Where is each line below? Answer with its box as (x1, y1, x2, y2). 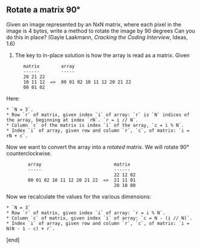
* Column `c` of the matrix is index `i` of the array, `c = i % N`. (6, 122, 185, 128)
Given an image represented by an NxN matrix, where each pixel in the (6, 20, 182, 28)
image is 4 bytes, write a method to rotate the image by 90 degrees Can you (6, 27, 196, 34)
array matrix (28, 161, 131, 167)
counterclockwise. (6, 150, 52, 157)
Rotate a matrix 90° (6, 5, 81, 15)
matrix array (23, 63, 75, 69)
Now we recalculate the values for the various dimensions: (6, 192, 152, 200)
